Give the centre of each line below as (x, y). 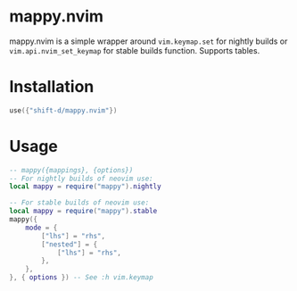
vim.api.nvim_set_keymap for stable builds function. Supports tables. (135, 50)
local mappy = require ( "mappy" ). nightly (86, 187)
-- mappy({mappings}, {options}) (71, 170)
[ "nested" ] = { (70, 244)
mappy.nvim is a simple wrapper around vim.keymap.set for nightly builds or (148, 41)
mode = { (41, 228)
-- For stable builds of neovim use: (79, 203)
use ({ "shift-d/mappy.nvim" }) (63, 110)
